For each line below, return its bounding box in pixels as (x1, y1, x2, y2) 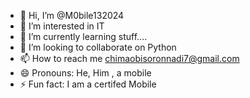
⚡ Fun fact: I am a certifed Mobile (19, 78, 157, 90)
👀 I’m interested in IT (19, 20, 105, 32)
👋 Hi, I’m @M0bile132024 (19, 10, 125, 21)
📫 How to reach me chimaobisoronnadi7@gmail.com (19, 53, 240, 64)
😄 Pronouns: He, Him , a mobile (19, 67, 152, 79)
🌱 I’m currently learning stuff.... (19, 31, 148, 42)
